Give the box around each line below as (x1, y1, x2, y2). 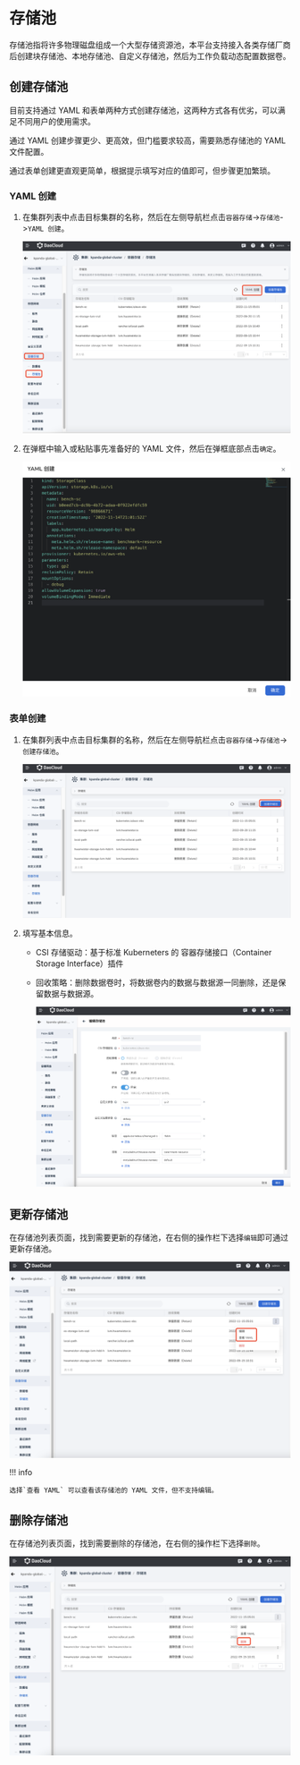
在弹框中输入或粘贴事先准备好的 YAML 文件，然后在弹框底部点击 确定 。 (21, 443, 281, 454)
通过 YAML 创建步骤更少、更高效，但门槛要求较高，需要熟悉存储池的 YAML (9, 135, 287, 146)
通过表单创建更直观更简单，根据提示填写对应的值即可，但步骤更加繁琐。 (9, 165, 275, 175)
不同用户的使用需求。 (16, 115, 96, 126)
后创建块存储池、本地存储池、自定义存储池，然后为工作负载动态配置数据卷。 (9, 50, 291, 61)
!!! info (9, 1467, 33, 1478)
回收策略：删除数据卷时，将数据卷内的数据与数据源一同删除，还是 (35, 977, 279, 988)
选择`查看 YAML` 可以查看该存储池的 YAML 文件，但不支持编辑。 (9, 1486, 219, 1495)
